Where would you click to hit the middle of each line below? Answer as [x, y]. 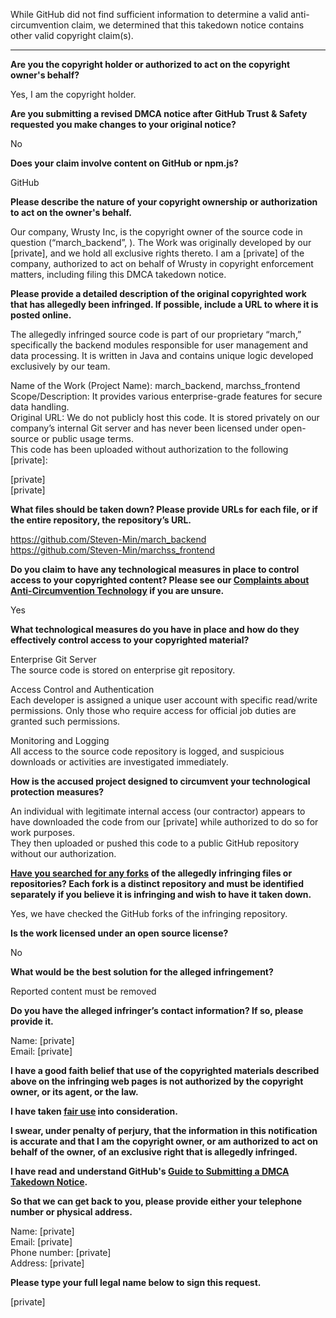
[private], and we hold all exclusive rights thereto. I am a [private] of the [157, 253]
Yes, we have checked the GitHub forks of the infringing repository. [149, 913]
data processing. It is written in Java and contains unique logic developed [162, 355]
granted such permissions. [65, 721]
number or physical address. [71, 1212]
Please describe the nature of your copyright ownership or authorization [164, 202]
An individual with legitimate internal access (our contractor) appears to [158, 811]
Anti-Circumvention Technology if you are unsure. [117, 590]
